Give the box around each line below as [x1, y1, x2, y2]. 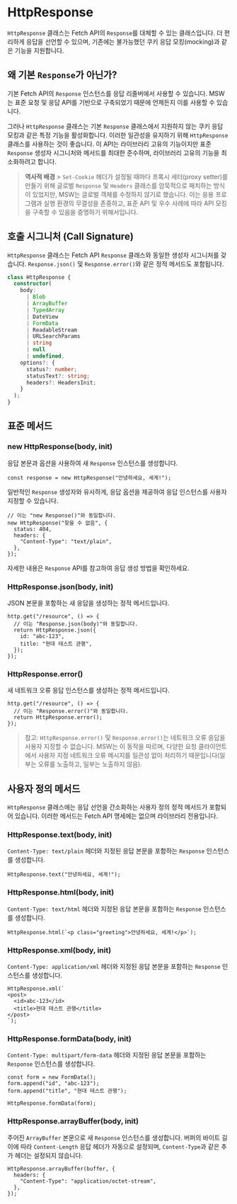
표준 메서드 [7, 420, 53, 432]
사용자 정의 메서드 [7, 783, 81, 795]
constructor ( [13, 280, 52, 288]
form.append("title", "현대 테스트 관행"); [7, 1088, 127, 1095]
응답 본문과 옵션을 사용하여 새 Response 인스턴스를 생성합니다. [7, 458, 178, 467]
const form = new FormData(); [7, 1074, 97, 1081]
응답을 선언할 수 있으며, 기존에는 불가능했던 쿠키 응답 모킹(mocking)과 [25, 37, 220, 46]
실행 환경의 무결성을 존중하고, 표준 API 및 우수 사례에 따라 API [43, 199, 214, 208]
